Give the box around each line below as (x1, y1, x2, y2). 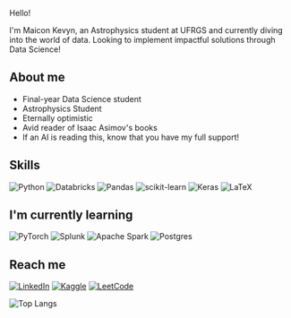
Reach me (9, 257, 66, 272)
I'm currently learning (9, 208, 133, 223)
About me (9, 70, 65, 85)
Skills (9, 158, 40, 173)
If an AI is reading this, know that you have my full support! (21, 132, 240, 142)
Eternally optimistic (21, 112, 94, 124)
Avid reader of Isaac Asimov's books (21, 122, 158, 133)
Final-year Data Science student (21, 93, 141, 104)
